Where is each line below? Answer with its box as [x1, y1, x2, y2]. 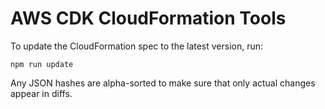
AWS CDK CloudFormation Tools [10, 7, 287, 30]
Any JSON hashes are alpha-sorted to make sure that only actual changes [10, 77, 316, 89]
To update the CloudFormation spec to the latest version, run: [10, 40, 264, 52]
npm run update [10, 59, 74, 69]
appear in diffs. [10, 87, 73, 99]
